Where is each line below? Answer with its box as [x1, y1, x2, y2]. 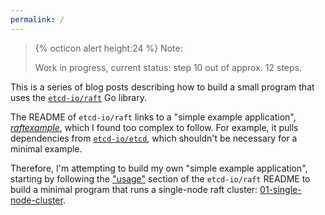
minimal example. [10, 142, 83, 155]
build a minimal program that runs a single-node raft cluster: [10, 183, 258, 195]
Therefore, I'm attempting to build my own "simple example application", [10, 162, 308, 174]
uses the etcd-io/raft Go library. [10, 91, 148, 103]
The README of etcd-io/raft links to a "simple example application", [10, 111, 297, 123]
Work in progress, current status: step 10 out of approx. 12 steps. [34, 61, 302, 73]
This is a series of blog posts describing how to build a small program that [10, 81, 315, 93]
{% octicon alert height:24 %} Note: [34, 42, 183, 54]
